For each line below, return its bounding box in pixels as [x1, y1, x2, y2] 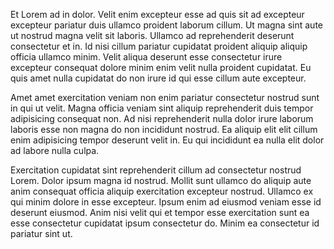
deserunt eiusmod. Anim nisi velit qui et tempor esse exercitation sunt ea [10, 207, 310, 218]
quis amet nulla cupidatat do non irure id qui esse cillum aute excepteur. [10, 72, 307, 84]
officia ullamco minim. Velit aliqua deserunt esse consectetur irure [10, 51, 283, 63]
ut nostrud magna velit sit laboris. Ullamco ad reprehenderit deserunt [10, 30, 295, 41]
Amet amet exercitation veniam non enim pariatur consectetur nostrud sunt [10, 92, 320, 103]
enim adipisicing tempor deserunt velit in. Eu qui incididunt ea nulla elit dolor [10, 134, 325, 146]
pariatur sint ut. [10, 228, 73, 239]
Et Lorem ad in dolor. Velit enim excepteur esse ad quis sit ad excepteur [10, 9, 305, 20]
